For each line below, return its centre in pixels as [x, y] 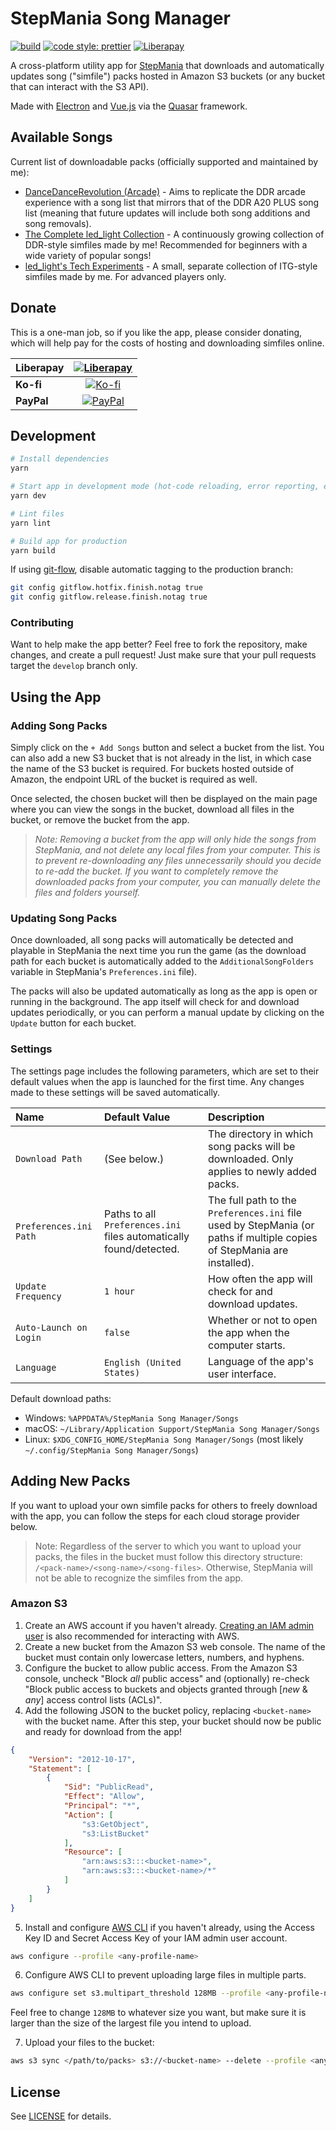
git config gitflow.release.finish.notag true [109, 597]
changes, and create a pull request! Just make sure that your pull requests [163, 655]
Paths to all [130, 1214]
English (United [142, 1362]
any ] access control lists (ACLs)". [93, 1699]
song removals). [58, 223]
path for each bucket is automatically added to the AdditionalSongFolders [162, 961]
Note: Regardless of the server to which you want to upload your [168, 1546]
